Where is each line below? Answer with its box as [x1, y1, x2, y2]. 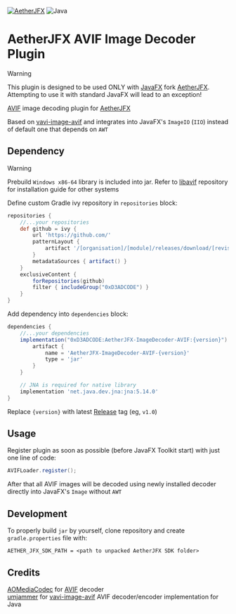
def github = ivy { [20, 225, 77, 232]
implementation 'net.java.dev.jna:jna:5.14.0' [20, 388, 159, 395]
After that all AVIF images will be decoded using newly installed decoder [7, 480, 216, 488]
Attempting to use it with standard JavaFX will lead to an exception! [7, 90, 202, 98]
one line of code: [7, 453, 56, 462]
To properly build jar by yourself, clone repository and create [7, 526, 185, 535]
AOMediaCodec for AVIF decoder [7, 585, 104, 593]
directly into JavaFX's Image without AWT [7, 488, 122, 496]
